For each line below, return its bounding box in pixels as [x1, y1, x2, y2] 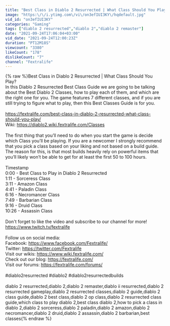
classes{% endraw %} [5, 315, 52, 322]
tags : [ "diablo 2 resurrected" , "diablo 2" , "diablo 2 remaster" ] [5, 26, 144, 31]
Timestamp [5, 165, 29, 171]
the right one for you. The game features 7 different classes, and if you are [5, 95, 161, 101]
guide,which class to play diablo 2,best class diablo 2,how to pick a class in [5, 300, 163, 306]
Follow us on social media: [5, 235, 61, 241]
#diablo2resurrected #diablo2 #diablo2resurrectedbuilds [5, 272, 124, 279]
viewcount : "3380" [5, 45, 44, 50]
